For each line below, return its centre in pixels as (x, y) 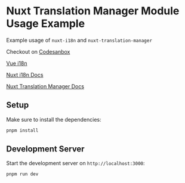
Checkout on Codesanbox (38, 51)
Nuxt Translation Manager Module (93, 11)
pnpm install (22, 130)
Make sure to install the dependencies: (54, 119)
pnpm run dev (22, 174)
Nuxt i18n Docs (25, 75)
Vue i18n (17, 63)
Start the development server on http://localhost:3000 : (75, 163)
